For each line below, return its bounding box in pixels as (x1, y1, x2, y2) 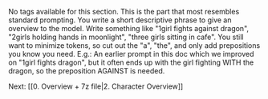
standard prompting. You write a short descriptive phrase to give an (8, 15, 232, 25)
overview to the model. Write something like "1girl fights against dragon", (8, 24, 250, 33)
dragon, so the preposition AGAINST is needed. (8, 66, 165, 75)
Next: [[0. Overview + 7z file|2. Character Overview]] (8, 81, 184, 91)
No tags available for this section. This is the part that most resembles (8, 7, 240, 16)
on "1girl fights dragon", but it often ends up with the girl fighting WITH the (8, 57, 254, 67)
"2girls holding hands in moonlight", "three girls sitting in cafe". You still (8, 32, 244, 42)
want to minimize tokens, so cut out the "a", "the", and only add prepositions (8, 41, 261, 50)
